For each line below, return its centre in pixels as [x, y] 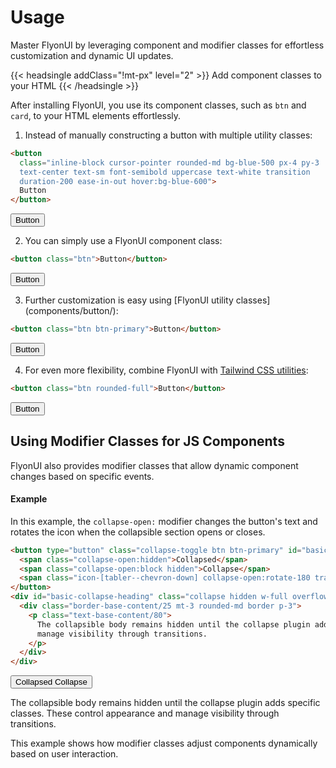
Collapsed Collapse [51, 682]
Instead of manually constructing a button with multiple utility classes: [168, 135]
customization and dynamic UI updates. [92, 55]
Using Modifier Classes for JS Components [147, 441]
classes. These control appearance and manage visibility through [145, 713]
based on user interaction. [64, 754]
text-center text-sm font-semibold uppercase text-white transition [165, 172]
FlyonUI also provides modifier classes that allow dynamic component [154, 465]
